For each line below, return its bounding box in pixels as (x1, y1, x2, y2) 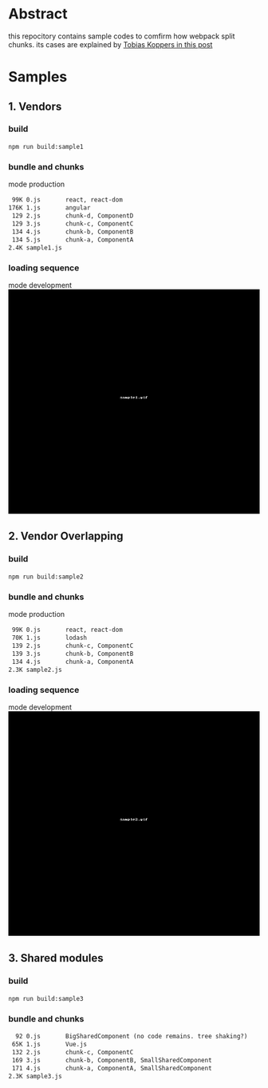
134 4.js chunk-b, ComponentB (11, 228, 134, 236)
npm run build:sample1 (8, 142, 84, 150)
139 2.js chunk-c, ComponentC (11, 642, 134, 650)
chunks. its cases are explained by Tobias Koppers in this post (8, 39, 213, 49)
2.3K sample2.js (8, 666, 62, 674)
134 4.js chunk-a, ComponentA (11, 658, 134, 666)
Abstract (8, 5, 68, 23)
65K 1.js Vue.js (11, 1040, 88, 1048)
